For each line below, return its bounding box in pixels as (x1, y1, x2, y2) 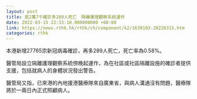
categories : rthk (6, 30, 49, 36)
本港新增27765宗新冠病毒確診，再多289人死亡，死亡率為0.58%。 (6, 47, 165, 54)
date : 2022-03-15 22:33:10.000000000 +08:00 (6, 19, 117, 25)
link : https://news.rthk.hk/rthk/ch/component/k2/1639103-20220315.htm (6, 25, 185, 31)
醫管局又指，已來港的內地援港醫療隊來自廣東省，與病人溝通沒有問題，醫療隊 (6, 80, 191, 87)
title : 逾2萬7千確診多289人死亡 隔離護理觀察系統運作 (6, 14, 125, 20)
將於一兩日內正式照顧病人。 (6, 87, 73, 94)
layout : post (6, 8, 38, 15)
